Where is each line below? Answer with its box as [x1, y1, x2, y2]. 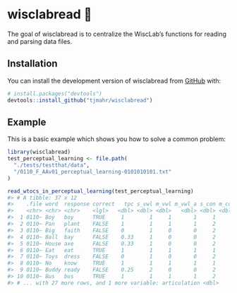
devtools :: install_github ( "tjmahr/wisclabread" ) [7, 97, 153, 104]
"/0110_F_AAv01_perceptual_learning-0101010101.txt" [13, 168, 172, 175]
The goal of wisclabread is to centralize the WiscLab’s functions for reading [7, 30, 227, 38]
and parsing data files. [7, 37, 73, 45]
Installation [7, 58, 58, 70]
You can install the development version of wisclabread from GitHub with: [7, 76, 221, 85]
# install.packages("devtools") [7, 90, 102, 97]
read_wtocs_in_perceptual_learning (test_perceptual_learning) [7, 187, 194, 195]
